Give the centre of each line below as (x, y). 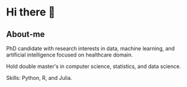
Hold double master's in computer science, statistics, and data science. (93, 66)
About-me (26, 34)
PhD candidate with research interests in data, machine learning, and (91, 48)
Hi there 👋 (31, 12)
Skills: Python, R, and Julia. (39, 78)
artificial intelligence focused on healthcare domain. (69, 55)
